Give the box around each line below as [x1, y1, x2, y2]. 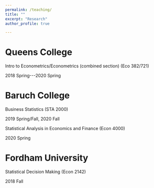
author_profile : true [5, 21, 50, 26]
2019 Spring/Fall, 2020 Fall [5, 116, 60, 122]
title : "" [5, 12, 26, 17]
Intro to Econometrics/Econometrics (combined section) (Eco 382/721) [5, 63, 150, 69]
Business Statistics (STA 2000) [5, 106, 68, 112]
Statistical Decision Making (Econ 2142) [5, 169, 86, 175]
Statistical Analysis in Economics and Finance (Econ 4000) [5, 126, 125, 132]
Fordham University [5, 152, 88, 164]
